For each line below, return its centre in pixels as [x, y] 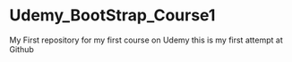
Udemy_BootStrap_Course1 [112, 15]
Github [21, 49]
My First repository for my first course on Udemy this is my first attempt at [146, 40]
